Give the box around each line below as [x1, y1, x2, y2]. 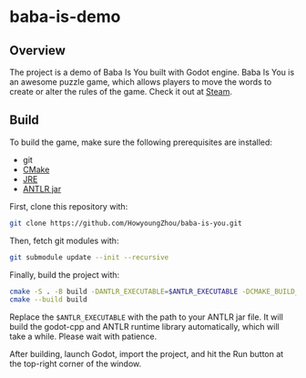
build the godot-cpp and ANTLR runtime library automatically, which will [9, 322, 280, 332]
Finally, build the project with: [9, 269, 120, 280]
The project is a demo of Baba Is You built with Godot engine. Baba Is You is [9, 66, 295, 77]
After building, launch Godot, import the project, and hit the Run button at [9, 349, 284, 360]
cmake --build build [9, 295, 88, 304]
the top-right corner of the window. [9, 358, 142, 370]
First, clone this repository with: [9, 200, 128, 211]
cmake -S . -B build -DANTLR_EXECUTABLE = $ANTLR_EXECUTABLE [9, 287, 239, 296]
